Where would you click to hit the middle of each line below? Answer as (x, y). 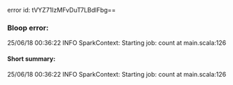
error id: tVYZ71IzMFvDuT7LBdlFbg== (62, 10)
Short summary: (31, 59)
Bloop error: (28, 28)
